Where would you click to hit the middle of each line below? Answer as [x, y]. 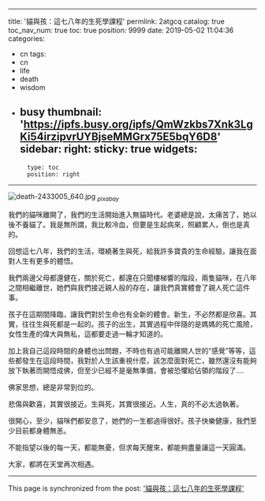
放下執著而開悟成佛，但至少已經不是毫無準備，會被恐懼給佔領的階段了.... [126, 370]
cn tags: [33, 54]
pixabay [108, 199]
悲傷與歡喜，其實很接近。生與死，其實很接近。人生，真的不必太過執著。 [125, 404]
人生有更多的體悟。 [46, 260]
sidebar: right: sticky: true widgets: [108, 150]
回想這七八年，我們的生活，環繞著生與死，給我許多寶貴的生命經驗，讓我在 [129, 251]
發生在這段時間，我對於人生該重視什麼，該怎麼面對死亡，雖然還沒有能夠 [139, 361]
